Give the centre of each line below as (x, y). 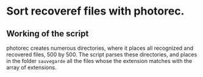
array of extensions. (31, 67)
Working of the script (48, 34)
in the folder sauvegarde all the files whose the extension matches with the (99, 61)
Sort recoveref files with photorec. (95, 11)
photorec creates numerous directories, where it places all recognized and (100, 48)
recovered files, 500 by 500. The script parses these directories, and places (102, 55)
